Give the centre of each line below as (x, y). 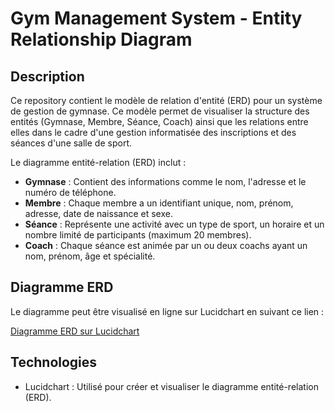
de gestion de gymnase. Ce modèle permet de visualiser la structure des (160, 111)
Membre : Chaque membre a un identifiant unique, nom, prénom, (159, 203)
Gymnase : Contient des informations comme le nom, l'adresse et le (165, 181)
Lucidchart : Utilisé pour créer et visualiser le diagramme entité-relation (171, 386)
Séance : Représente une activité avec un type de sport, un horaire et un (174, 224)
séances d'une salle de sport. (71, 143)
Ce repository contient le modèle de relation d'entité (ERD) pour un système (166, 100)
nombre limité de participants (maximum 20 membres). (138, 235)
